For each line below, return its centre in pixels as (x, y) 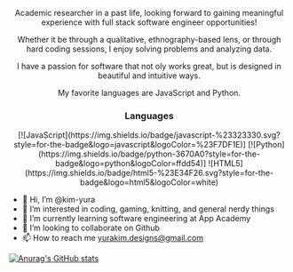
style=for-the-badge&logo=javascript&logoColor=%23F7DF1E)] (130, 145)
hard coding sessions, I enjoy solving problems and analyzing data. (149, 49)
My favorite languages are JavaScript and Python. (149, 93)
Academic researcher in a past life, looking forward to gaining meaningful (149, 13)
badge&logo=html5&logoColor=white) (149, 182)
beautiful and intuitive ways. (149, 76)
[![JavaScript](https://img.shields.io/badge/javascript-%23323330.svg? (149, 135)
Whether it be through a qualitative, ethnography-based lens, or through (149, 40)
